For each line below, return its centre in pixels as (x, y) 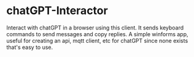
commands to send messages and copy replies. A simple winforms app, (97, 34)
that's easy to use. (30, 47)
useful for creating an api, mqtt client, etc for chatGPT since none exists (97, 40)
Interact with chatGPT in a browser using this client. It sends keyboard (95, 28)
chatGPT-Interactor (57, 11)
